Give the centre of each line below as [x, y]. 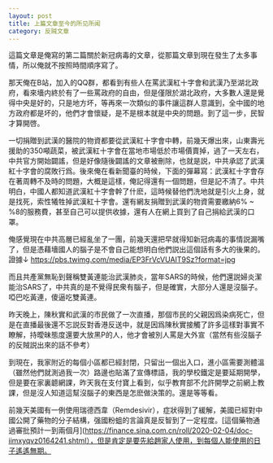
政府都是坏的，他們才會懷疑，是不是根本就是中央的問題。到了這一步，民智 [140, 113]
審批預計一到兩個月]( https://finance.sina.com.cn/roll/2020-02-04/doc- [134, 430]
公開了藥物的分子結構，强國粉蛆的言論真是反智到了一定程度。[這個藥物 [134, 421]
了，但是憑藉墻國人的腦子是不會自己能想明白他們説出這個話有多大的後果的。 [136, 250]
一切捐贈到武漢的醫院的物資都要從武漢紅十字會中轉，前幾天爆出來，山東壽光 [136, 141]
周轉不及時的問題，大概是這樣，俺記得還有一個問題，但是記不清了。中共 [143, 181]
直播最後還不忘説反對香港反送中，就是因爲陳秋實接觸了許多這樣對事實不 [143, 325]
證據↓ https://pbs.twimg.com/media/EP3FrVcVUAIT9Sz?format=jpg [122, 260]
